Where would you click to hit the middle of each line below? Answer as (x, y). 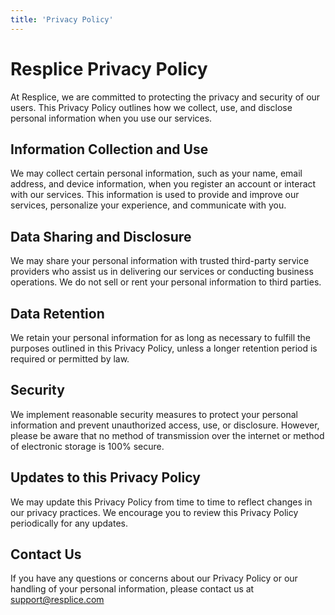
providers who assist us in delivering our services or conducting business (162, 272)
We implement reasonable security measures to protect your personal (154, 414)
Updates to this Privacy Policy (105, 477)
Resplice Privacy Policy (109, 68)
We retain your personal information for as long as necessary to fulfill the (161, 337)
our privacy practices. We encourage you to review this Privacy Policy (154, 512)
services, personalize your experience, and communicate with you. (148, 205)
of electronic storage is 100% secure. (87, 446)
